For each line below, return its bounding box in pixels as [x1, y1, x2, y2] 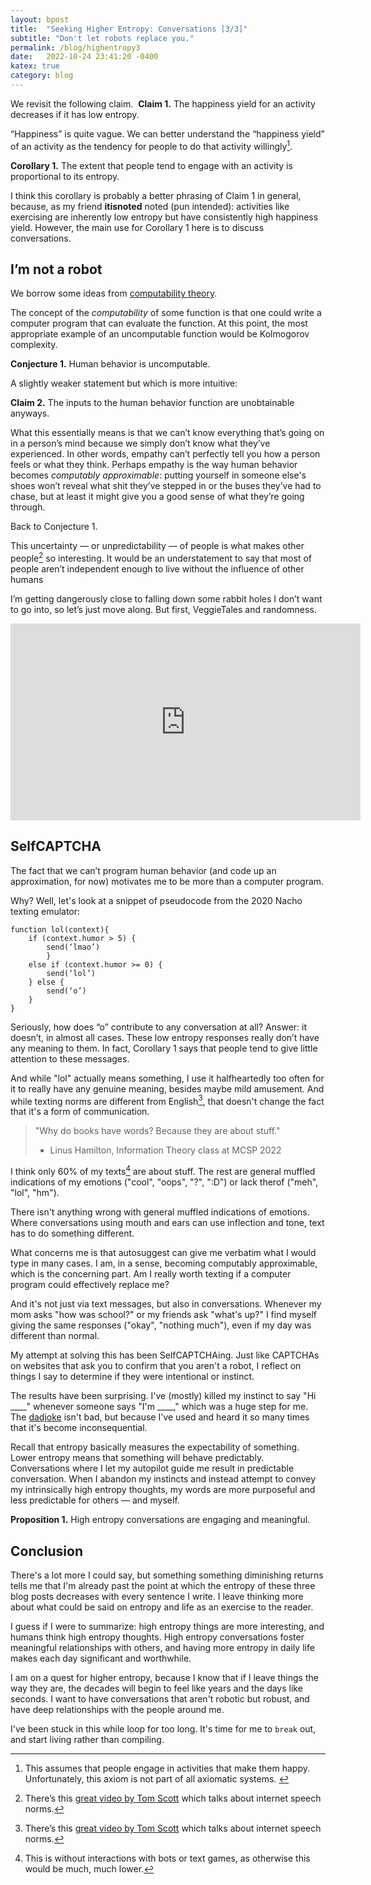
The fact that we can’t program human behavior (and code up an [10, 864, 277, 876]
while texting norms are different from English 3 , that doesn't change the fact [10, 1093, 325, 1107]
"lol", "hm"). [10, 1187, 60, 1199]
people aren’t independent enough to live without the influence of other [10, 563, 305, 575]
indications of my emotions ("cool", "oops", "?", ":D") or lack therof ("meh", [10, 1176, 319, 1188]
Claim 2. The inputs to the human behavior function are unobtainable [10, 397, 295, 409]
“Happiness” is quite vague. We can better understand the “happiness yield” [10, 127, 325, 140]
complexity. [10, 339, 58, 351]
